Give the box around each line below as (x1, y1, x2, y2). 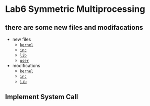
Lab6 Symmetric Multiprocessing (5, 3, 146, 15)
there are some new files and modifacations (5, 23, 144, 32)
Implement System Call (5, 93, 78, 101)
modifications (12, 63, 41, 68)
